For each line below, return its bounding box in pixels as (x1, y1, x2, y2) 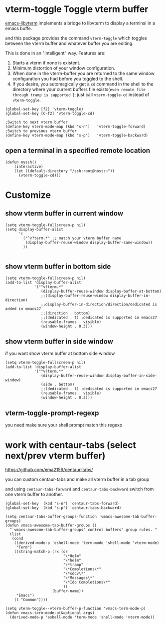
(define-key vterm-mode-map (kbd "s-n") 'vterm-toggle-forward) (5, 124, 146, 129)
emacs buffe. (5, 25, 32, 31)
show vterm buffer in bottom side (5, 262, 111, 271)
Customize (5, 189, 51, 200)
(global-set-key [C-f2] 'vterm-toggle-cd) (5, 111, 95, 116)
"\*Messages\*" (63, 575, 95, 580)
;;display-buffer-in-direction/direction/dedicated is (40, 301, 157, 307)
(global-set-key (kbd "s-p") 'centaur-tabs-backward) (5, 505, 122, 510)
